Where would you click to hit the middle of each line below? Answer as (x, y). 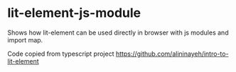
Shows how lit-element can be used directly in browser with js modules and (118, 32)
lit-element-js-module (74, 13)
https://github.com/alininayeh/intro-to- (172, 54)
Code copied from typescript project (61, 54)
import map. (25, 40)
